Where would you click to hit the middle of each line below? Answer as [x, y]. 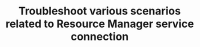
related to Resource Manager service [100, 24]
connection [100, 37]
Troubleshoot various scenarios [100, 11]
